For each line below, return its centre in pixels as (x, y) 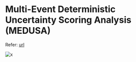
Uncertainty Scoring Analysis (69, 20)
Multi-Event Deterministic (60, 9)
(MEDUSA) (28, 31)
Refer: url (15, 44)
